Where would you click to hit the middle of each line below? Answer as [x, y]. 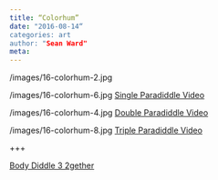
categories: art [40, 35]
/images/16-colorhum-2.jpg [61, 77]
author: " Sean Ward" [49, 43]
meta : [20, 52]
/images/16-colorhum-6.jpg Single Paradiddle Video [107, 95]
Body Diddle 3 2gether [52, 165]
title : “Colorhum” [44, 18]
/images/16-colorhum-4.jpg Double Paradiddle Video [109, 113]
